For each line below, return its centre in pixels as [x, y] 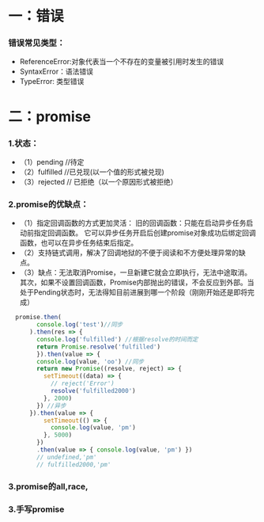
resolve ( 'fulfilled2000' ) [93, 391]
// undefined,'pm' [67, 457]
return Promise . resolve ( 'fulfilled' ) [98, 347]
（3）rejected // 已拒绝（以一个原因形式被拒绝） [98, 181]
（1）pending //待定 [52, 162]
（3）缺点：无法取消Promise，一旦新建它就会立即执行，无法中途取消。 [136, 272]
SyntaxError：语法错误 [56, 71]
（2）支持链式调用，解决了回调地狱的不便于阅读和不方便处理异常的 [129, 253]
